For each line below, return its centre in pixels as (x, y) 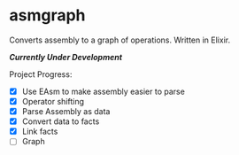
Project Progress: (41, 74)
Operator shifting (53, 101)
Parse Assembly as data (66, 112)
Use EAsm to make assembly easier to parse (104, 91)
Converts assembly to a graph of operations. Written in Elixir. (120, 40)
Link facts (40, 132)
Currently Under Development (66, 57)
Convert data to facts (61, 121)
